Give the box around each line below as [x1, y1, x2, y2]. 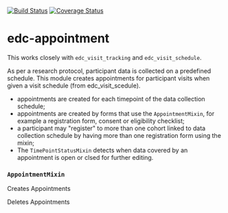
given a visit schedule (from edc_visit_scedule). [7, 81, 141, 90]
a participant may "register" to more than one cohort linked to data [16, 124, 206, 132]
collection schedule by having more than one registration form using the [16, 131, 222, 139]
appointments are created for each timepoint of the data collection [16, 94, 205, 103]
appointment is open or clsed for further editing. [16, 153, 154, 161]
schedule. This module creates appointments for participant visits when [7, 74, 210, 82]
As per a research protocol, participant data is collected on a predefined [7, 66, 212, 75]
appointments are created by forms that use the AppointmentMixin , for [16, 109, 215, 117]
